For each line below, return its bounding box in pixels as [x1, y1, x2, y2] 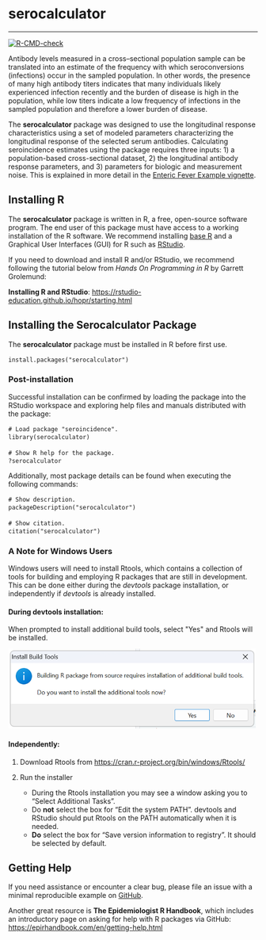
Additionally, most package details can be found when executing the [8, 471, 232, 480]
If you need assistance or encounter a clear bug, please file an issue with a [8, 882, 253, 892]
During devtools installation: [8, 607, 104, 617]
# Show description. [8, 495, 77, 503]
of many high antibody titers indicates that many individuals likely [8, 78, 222, 88]
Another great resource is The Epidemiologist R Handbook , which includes [8, 906, 254, 915]
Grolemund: [8, 271, 47, 281]
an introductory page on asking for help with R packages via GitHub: [8, 915, 231, 924]
